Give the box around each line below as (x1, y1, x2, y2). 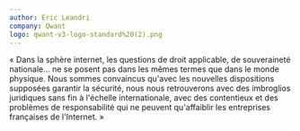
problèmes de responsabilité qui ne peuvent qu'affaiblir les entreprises (9, 102, 271, 113)
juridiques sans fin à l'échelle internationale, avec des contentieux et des (9, 92, 278, 103)
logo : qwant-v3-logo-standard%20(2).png (9, 30, 163, 39)
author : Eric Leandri (9, 13, 91, 22)
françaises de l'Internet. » (9, 111, 105, 122)
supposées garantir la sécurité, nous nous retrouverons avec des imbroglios (9, 83, 291, 94)
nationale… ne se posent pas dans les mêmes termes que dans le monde (9, 64, 280, 74)
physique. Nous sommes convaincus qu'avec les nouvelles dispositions (9, 74, 275, 84)
